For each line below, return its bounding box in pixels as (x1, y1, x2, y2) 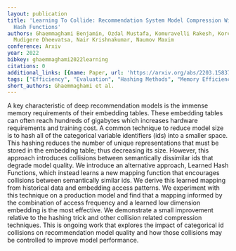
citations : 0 (7, 63, 46, 70)
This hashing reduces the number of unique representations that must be (7, 139, 219, 148)
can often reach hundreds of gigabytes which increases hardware (7, 117, 198, 125)
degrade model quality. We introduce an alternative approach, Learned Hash (7, 161, 229, 169)
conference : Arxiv (7, 43, 61, 50)
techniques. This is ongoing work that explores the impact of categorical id (7, 221, 224, 229)
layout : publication (7, 10, 68, 18)
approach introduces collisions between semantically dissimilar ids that (7, 154, 214, 162)
